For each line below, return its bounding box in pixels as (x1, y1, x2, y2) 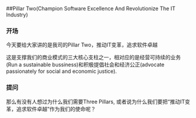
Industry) (6, 11, 28, 18)
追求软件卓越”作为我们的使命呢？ (16, 105, 96, 112)
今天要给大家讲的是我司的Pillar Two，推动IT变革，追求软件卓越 (6, 41, 158, 49)
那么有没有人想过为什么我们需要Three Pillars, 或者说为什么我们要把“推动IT (6, 98, 185, 105)
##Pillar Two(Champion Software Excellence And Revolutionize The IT (6, 5, 176, 12)
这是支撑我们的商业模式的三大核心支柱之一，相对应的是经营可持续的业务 (6, 54, 181, 61)
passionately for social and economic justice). (6, 68, 117, 75)
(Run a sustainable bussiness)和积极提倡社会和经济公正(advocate (6, 61, 165, 68)
